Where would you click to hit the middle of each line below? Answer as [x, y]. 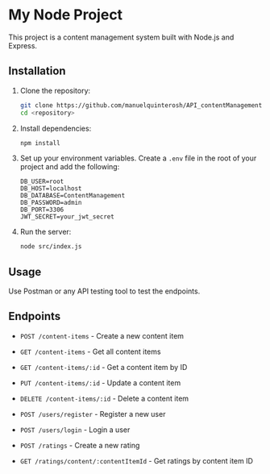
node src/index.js [51, 247]
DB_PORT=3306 [42, 210]
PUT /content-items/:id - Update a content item [100, 383]
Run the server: [46, 232]
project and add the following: [70, 167]
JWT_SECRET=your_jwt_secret [67, 217]
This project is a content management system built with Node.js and [121, 37]
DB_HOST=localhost [51, 189]
